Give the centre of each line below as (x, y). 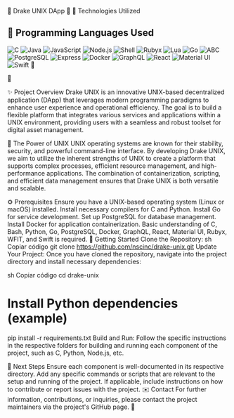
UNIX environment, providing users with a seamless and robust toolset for (114, 122)
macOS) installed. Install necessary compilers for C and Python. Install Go (114, 209)
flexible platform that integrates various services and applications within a (114, 115)
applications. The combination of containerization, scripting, (134, 173)
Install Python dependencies (93, 303)
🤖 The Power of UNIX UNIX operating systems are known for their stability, (115, 143)
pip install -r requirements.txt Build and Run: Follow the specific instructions (117, 338)
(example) (38, 318)
